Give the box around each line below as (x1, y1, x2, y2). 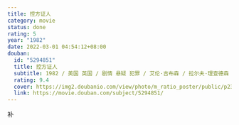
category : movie (7, 17, 55, 24)
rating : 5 (7, 30, 37, 38)
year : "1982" (7, 37, 46, 44)
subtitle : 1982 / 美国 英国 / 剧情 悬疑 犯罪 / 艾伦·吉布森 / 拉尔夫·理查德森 (14, 70, 229, 77)
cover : (14, 83, 33, 90)
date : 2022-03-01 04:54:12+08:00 (7, 43, 107, 50)
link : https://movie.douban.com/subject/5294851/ (14, 89, 164, 97)
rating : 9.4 (14, 76, 50, 84)
